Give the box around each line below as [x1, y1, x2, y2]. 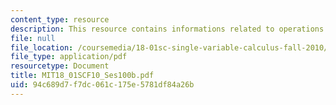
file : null [10, 33, 56, 43]
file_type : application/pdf [10, 52, 128, 62]
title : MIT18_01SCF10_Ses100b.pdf [10, 71, 155, 81]
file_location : [10, 42, 74, 53]
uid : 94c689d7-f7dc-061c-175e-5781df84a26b [10, 80, 195, 90]
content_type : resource [10, 14, 110, 25]
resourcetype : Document [10, 61, 110, 71]
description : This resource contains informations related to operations [10, 24, 325, 34]
